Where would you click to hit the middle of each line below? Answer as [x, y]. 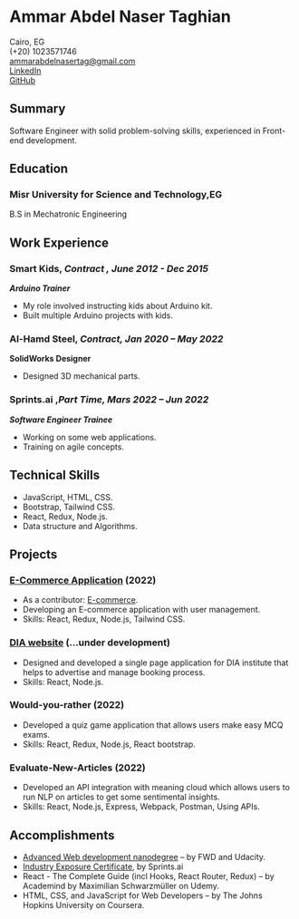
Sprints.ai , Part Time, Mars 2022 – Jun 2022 [109, 400]
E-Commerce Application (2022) [83, 580]
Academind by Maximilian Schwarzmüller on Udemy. [121, 885]
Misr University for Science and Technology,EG [116, 195]
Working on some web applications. [89, 437]
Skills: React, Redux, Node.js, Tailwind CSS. [104, 619]
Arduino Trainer [40, 288]
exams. [36, 734]
